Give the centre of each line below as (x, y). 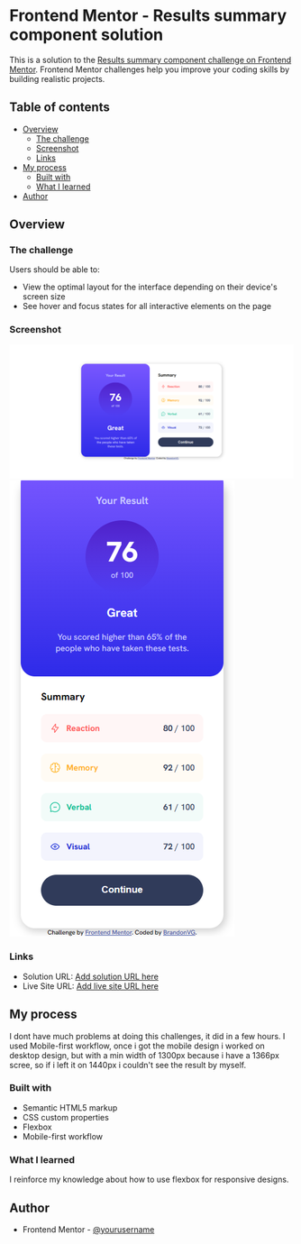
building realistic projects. (57, 78)
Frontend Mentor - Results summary (148, 16)
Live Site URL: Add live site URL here (91, 986)
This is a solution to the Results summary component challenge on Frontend (150, 59)
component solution (87, 35)
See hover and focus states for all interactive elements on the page (147, 306)
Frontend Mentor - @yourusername (88, 1229)
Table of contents (59, 108)
